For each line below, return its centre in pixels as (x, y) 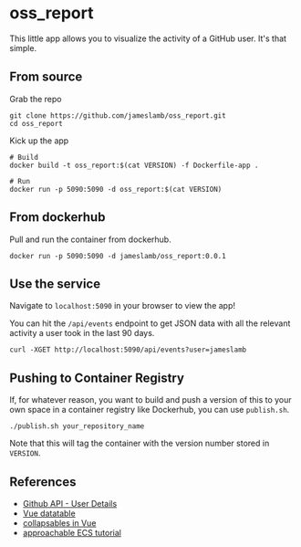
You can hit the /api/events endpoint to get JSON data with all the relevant (150, 323)
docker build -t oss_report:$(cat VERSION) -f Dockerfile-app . (134, 165)
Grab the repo (36, 99)
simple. (23, 47)
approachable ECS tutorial (72, 533)
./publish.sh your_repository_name (77, 426)
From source (46, 77)
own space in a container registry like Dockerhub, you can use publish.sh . (150, 410)
